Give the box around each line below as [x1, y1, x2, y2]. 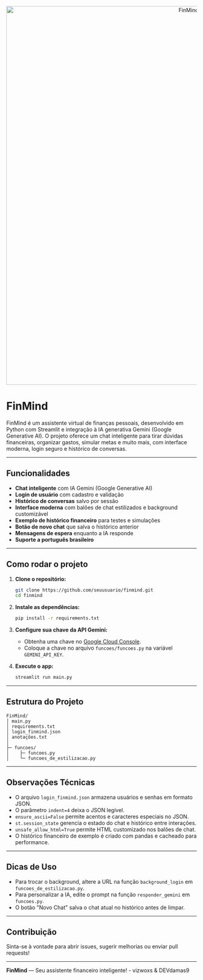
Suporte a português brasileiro [14, 536, 94, 543]
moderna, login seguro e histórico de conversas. [6, 445, 127, 452]
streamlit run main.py [14, 675, 72, 681]
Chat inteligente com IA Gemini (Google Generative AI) [14, 484, 153, 492]
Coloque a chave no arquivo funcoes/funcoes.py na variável [24, 644, 173, 652]
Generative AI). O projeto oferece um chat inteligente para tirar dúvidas [6, 432, 183, 439]
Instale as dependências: [14, 604, 80, 611]
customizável [14, 510, 48, 518]
